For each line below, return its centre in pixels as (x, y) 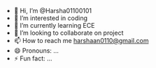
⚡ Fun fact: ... (33, 58)
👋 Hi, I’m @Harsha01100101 (53, 11)
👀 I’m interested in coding (51, 18)
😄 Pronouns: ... (36, 51)
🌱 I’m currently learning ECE (54, 25)
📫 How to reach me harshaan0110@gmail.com (81, 41)
